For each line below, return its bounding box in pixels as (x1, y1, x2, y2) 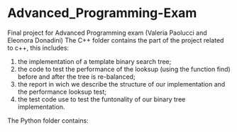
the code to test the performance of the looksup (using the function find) (17, 65, 231, 73)
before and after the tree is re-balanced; (17, 72, 136, 81)
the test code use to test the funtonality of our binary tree (17, 94, 186, 104)
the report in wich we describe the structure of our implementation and (17, 79, 226, 88)
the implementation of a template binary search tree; (17, 57, 172, 65)
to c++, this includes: (7, 43, 70, 52)
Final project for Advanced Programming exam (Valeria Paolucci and (7, 28, 207, 37)
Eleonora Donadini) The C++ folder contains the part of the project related (7, 35, 224, 44)
